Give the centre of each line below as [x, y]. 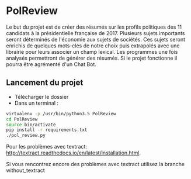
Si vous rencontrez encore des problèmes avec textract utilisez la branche [95, 164]
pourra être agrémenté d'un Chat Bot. [51, 64]
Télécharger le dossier [41, 97]
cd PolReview [22, 119]
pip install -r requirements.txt [47, 130]
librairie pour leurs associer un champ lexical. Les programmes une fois [92, 51]
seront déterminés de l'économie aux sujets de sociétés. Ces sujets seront [96, 39]
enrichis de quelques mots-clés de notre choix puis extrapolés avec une [93, 46]
